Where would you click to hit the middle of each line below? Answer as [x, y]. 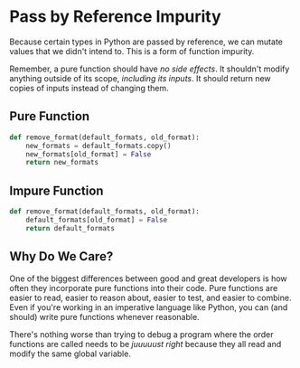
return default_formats [70, 228]
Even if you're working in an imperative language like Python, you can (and [149, 307]
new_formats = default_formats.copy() [98, 146]
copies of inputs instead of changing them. [89, 88]
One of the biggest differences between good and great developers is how [148, 278]
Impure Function [56, 190]
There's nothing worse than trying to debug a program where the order [141, 334]
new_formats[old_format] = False [89, 154]
